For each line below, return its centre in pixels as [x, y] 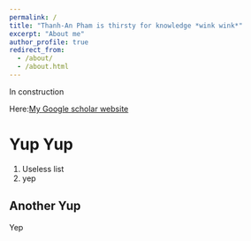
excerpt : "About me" [47, 34]
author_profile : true [49, 42]
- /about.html [43, 67]
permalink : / [33, 17]
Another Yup [45, 206]
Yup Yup [41, 144]
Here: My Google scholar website [69, 109]
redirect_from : [37, 50]
